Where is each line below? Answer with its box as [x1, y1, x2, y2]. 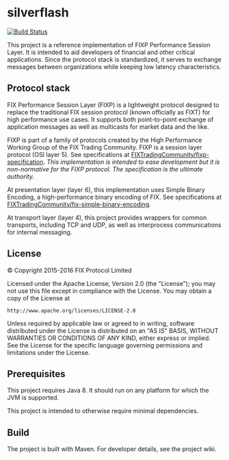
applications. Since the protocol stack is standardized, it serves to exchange [7, 55, 222, 63]
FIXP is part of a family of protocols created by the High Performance [7, 136, 202, 144]
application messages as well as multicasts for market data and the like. [7, 122, 210, 131]
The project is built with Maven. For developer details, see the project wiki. [7, 445, 217, 453]
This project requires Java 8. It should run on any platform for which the [7, 386, 210, 395]
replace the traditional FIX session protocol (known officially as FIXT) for [7, 108, 211, 116]
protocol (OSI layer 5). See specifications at [7, 150, 130, 158]
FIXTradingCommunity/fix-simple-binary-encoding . [7, 200, 152, 208]
